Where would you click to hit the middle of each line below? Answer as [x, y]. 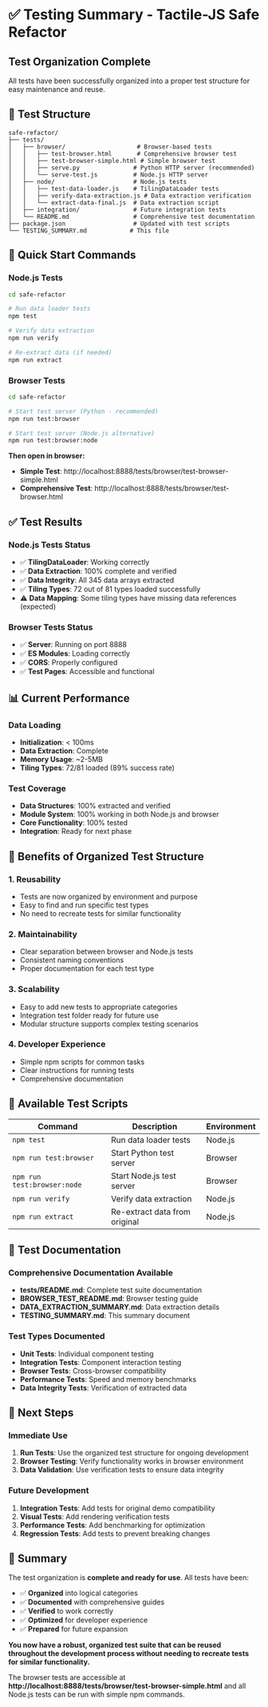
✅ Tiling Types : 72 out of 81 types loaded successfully [110, 589]
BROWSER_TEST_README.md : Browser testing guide [109, 1299]
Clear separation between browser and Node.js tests [106, 951]
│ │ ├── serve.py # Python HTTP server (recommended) [132, 168]
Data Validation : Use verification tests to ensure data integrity [122, 1470]
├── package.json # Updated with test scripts [119, 224]
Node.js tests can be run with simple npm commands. [97, 1694]
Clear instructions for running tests [77, 1070]
